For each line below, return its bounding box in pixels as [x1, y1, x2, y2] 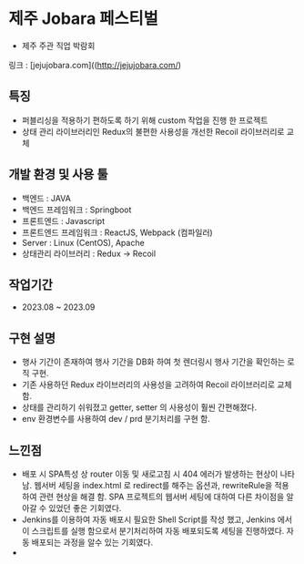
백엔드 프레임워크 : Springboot [21, 204, 132, 215]
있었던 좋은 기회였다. [48, 503, 122, 513]
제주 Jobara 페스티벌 [8, 8, 158, 29]
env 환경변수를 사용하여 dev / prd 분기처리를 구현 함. [21, 414, 210, 425]
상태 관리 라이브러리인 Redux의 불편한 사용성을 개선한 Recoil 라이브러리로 [21, 126, 285, 137]
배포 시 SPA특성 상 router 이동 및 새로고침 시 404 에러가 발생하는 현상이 [21, 468, 279, 479]
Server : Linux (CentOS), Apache [21, 237, 145, 248]
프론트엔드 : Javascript [21, 215, 106, 226]
